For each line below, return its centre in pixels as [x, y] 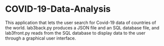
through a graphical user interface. [41, 38]
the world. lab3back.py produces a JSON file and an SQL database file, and [82, 27]
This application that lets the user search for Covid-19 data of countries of [81, 23]
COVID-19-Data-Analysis [58, 9]
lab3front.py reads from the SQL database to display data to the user [75, 33]
